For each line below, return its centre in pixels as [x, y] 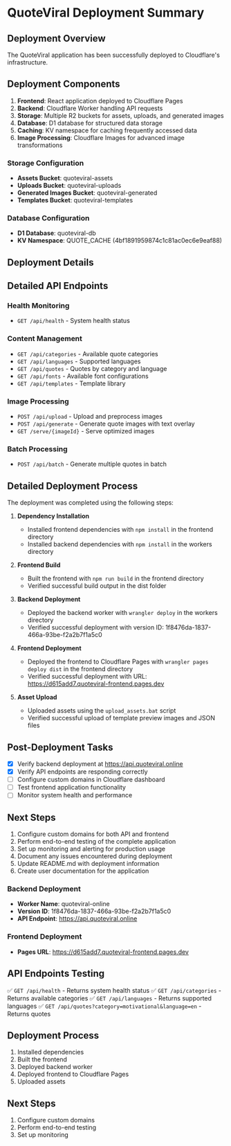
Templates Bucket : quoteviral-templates [75, 200]
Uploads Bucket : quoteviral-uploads [69, 186]
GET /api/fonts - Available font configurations [83, 376]
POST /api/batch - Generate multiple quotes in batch [92, 464]
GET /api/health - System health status [73, 321]
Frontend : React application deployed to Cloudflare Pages [100, 101]
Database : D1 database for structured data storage [90, 123]
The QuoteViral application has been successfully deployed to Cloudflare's [113, 55]
